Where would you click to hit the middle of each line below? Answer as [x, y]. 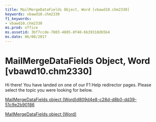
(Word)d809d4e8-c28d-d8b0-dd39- [100, 99]
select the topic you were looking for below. [49, 90]
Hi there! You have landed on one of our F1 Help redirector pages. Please [78, 85]
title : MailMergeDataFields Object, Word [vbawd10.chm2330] [68, 10]
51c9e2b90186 [20, 104]
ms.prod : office [21, 28]
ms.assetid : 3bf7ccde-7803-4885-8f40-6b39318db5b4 [58, 32]
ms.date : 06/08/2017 [26, 37]
